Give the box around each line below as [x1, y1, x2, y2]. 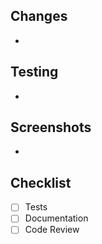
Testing [10, 64, 59, 81]
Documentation [24, 212, 89, 224]
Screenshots [10, 119, 92, 136]
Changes [10, 8, 68, 25]
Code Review [24, 224, 80, 236]
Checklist [10, 174, 72, 191]
